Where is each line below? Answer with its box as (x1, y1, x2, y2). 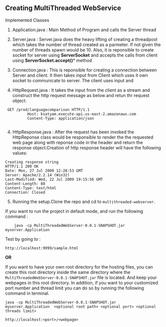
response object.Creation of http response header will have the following (12, 145, 161, 151)
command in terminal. (5, 290, 50, 296)
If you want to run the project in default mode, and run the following (5, 208, 143, 214)
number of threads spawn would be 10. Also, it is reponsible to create (12, 47, 154, 53)
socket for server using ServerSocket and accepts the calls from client (12, 52, 158, 58)
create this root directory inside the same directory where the (5, 269, 130, 275)
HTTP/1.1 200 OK (5, 163, 39, 169)
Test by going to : (5, 236, 41, 242)
